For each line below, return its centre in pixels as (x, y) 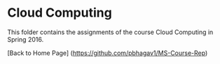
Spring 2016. (26, 39)
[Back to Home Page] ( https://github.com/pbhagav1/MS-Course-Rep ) (108, 53)
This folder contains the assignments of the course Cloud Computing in (110, 32)
